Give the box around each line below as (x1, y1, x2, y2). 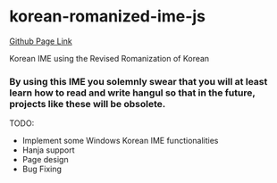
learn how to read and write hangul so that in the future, (9, 87, 256, 99)
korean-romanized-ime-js (9, 6, 206, 27)
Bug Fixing (21, 163, 63, 175)
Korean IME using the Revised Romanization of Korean (9, 53, 210, 63)
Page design (21, 154, 69, 165)
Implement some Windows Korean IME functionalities (21, 136, 219, 146)
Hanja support (21, 145, 75, 155)
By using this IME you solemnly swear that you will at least (9, 75, 268, 87)
